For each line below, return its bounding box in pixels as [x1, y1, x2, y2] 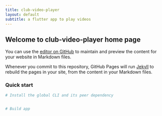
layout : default [5, 12, 39, 17]
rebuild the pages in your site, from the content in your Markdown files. [5, 69, 152, 75]
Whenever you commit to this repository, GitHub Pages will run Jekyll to [5, 64, 154, 70]
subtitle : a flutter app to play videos [5, 17, 92, 22]
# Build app [5, 106, 30, 111]
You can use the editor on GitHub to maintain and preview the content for [5, 49, 157, 55]
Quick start [5, 81, 34, 88]
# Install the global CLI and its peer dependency [5, 93, 114, 98]
